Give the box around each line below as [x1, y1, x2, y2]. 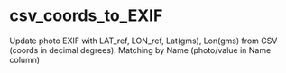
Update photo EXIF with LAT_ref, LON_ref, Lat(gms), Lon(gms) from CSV [9, 35, 278, 46]
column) [9, 54, 41, 65]
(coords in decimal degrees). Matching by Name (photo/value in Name [9, 44, 272, 55]
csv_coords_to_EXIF [9, 5, 163, 26]
